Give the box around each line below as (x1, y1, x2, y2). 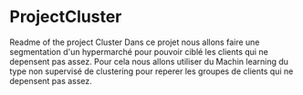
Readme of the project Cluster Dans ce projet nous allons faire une (9, 37, 260, 47)
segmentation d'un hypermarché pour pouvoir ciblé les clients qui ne (9, 46, 269, 57)
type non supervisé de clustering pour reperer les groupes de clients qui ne (9, 66, 294, 77)
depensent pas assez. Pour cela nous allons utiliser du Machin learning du (9, 56, 289, 67)
